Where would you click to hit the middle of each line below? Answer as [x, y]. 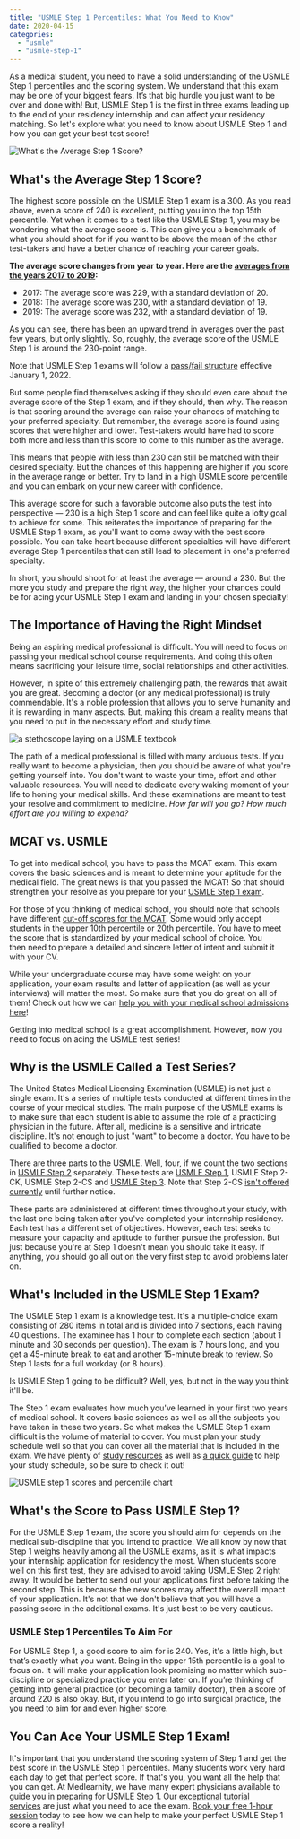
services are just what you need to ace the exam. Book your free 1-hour [141, 1806]
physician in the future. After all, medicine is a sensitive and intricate [135, 1127]
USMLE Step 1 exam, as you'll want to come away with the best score [137, 532]
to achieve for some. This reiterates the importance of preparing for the [141, 522]
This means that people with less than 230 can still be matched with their [144, 457]
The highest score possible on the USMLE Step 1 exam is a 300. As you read [150, 200]
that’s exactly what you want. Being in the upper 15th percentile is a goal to [147, 1661]
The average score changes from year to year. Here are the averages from [150, 265]
